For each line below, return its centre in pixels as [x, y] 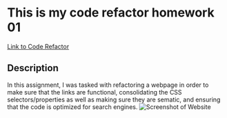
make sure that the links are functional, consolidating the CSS [95, 92]
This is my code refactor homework [111, 13]
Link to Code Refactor [38, 46]
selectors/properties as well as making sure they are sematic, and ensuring [114, 99]
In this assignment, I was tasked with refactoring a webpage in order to [108, 85]
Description [33, 68]
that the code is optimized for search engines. [72, 107]
